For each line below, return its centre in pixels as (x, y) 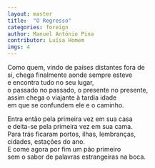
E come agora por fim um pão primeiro (64, 149)
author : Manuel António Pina (51, 34)
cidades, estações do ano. (46, 142)
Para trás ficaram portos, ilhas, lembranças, (71, 134)
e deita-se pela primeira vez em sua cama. (70, 126)
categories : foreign (38, 27)
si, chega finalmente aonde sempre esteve (70, 75)
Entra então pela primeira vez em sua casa (70, 119)
